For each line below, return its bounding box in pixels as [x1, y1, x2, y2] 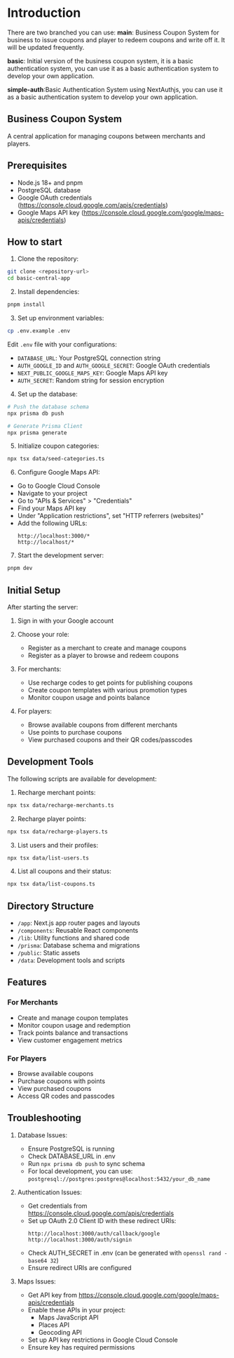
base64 [27, 1257, 48, 1265]
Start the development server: [17, 551, 104, 560]
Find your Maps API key [17, 504, 86, 512]
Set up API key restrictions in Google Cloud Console [27, 1336, 179, 1344]
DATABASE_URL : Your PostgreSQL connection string [17, 354, 161, 362]
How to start [7, 235, 62, 247]
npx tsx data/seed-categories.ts [7, 455, 105, 463]
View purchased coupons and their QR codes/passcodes [27, 735, 193, 744]
